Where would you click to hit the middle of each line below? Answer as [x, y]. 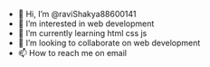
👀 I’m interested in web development [86, 24]
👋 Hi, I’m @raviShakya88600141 [77, 14]
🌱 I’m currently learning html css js [82, 33]
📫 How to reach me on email [72, 53]
